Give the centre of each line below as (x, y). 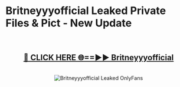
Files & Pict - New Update (69, 23)
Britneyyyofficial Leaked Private (86, 11)
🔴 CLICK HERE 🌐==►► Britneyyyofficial (99, 58)
